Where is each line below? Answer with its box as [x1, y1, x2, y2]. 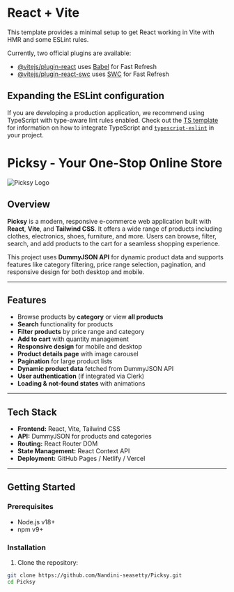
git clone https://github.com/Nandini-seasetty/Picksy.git [7, 572, 182, 579]
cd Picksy [7, 578, 36, 585]
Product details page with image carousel [17, 350, 139, 358]
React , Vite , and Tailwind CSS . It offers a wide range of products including [7, 225, 223, 233]
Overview [7, 199, 51, 211]
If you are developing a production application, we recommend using [7, 108, 205, 116]
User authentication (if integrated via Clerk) [17, 372, 145, 381]
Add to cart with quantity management [17, 335, 129, 343]
